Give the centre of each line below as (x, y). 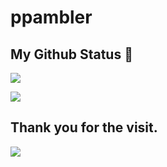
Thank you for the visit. (84, 127)
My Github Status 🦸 (71, 54)
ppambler (51, 17)
